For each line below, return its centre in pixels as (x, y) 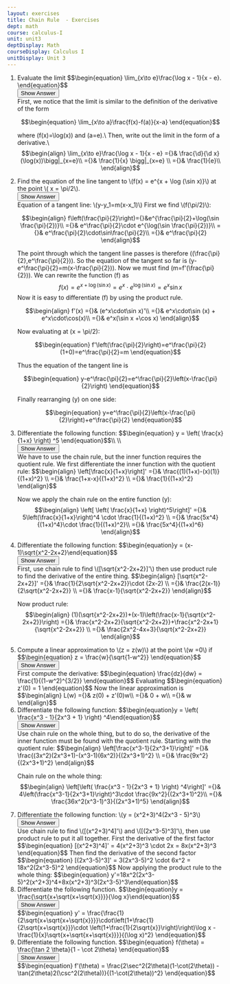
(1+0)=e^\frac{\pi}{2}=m (94, 352)
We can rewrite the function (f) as (81, 275)
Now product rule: (43, 604)
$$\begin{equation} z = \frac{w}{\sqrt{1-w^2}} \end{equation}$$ (109, 657)
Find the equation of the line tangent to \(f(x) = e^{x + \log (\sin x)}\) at (116, 181)
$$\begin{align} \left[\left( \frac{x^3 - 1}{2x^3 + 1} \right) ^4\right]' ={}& (120, 787)
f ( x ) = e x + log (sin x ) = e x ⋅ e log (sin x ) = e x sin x (120, 286)
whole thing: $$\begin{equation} (63, 875)
